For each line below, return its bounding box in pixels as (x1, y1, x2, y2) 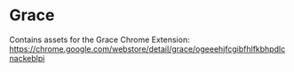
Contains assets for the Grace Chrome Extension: (9, 34, 190, 45)
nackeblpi (9, 53, 45, 63)
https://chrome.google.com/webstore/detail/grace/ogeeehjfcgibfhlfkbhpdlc (9, 43, 286, 54)
